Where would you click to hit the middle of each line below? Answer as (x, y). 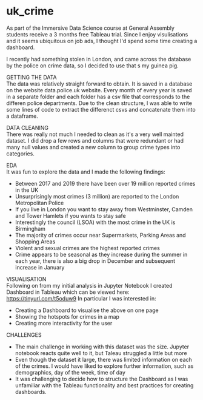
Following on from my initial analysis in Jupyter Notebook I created (89, 285)
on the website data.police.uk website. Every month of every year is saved (99, 90)
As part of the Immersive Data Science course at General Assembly (90, 28)
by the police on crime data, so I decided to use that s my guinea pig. (92, 66)
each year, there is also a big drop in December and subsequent (95, 261)
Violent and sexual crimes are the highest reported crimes (88, 248)
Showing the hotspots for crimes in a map (67, 316)
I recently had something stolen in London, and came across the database (99, 59)
